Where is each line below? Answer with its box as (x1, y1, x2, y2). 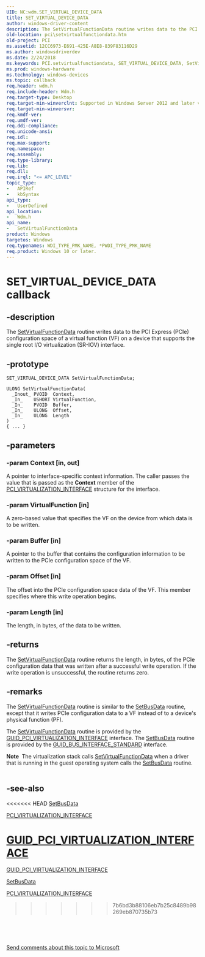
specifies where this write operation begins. (6, 592, 117, 600)
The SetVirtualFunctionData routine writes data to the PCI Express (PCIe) (6, 328, 189, 336)
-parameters (6, 440, 56, 450)
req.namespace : (6, 145, 45, 152)
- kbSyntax (6, 191, 40, 197)
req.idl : (6, 134, 29, 141)
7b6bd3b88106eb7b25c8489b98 (112, 902, 196, 909)
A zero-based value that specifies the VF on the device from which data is (6, 515, 193, 522)
